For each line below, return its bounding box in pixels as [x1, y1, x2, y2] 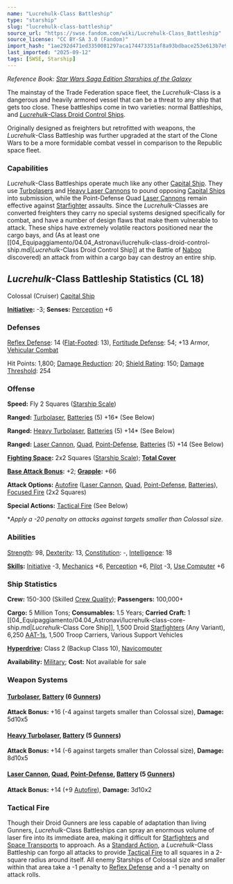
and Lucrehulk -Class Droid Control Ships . [7, 110, 126, 118]
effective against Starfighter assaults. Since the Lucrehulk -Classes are [7, 201, 209, 210]
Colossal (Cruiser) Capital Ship [7, 292, 95, 300]
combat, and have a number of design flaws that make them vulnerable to [7, 216, 218, 225]
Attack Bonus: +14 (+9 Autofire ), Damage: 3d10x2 [7, 785, 153, 794]
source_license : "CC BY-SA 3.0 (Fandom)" [7, 36, 129, 43]
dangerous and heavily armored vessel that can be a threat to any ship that [7, 95, 222, 104]
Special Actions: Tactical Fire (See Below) [7, 502, 128, 510]
